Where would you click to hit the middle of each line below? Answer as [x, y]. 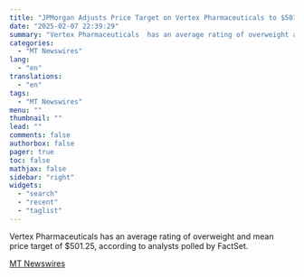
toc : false [30, 160]
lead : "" [26, 127]
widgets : [26, 186]
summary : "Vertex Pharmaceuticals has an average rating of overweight [149, 34]
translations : [36, 77]
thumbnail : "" [36, 118]
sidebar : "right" [42, 177]
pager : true [32, 152]
